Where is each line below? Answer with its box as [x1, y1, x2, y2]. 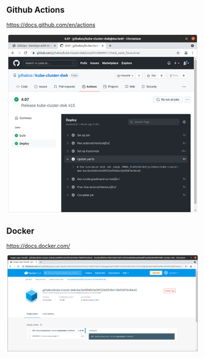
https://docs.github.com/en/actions [6, 21, 96, 28]
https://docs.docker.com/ [6, 242, 70, 249]
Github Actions [6, 5, 65, 15]
